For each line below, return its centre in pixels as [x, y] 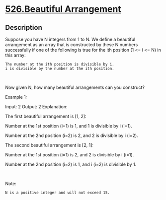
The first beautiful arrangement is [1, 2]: [46, 116]
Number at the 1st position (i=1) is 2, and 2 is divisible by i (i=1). [70, 155]
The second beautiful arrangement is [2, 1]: [49, 145]
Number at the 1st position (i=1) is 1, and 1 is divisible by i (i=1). [69, 126]
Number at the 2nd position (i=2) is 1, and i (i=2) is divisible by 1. [71, 164]
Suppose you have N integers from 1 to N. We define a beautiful [70, 39]
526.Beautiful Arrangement [63, 9]
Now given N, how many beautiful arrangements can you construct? [75, 87]
